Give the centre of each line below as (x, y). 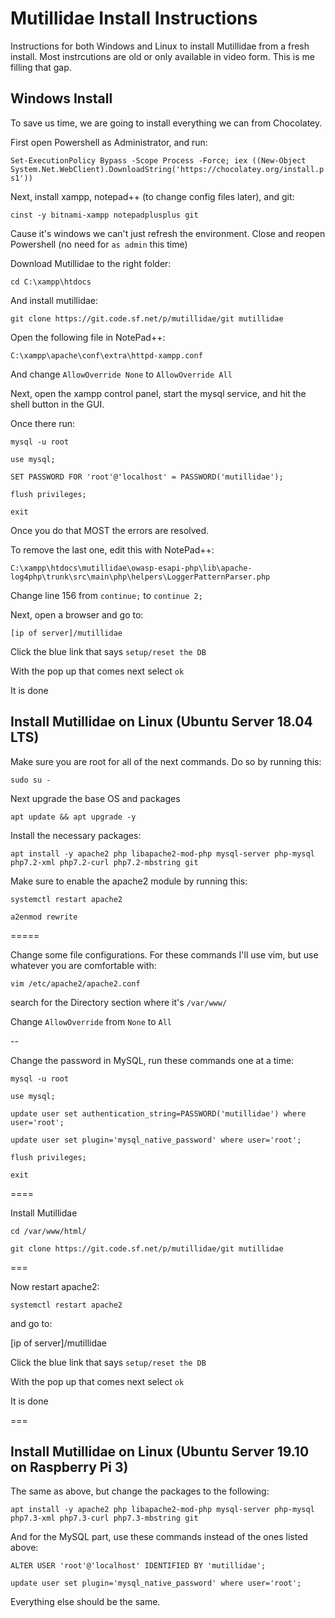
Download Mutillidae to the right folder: (91, 263)
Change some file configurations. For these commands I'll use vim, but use (164, 954)
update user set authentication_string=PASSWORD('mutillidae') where (158, 1113)
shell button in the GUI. (57, 404)
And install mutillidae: (54, 300)
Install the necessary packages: (76, 835)
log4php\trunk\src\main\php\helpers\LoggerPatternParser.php (140, 577)
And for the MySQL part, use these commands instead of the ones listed (159, 1537)
